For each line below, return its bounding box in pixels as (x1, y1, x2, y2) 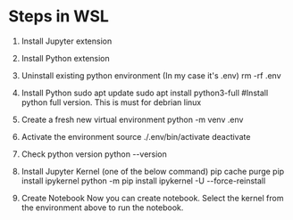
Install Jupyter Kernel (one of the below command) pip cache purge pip (21, 166, 285, 176)
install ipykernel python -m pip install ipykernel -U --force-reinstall (21, 175, 266, 186)
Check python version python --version (21, 149, 167, 159)
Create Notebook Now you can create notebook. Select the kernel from (21, 192, 284, 203)
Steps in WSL (8, 6, 109, 27)
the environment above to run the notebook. (21, 202, 184, 213)
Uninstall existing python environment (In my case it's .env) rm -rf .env (21, 69, 282, 81)
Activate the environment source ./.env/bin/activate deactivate (21, 131, 251, 142)
